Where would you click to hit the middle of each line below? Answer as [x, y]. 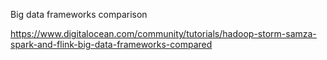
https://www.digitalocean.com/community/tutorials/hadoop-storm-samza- [163, 33]
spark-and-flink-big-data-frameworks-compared [111, 44]
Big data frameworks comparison [79, 14]
